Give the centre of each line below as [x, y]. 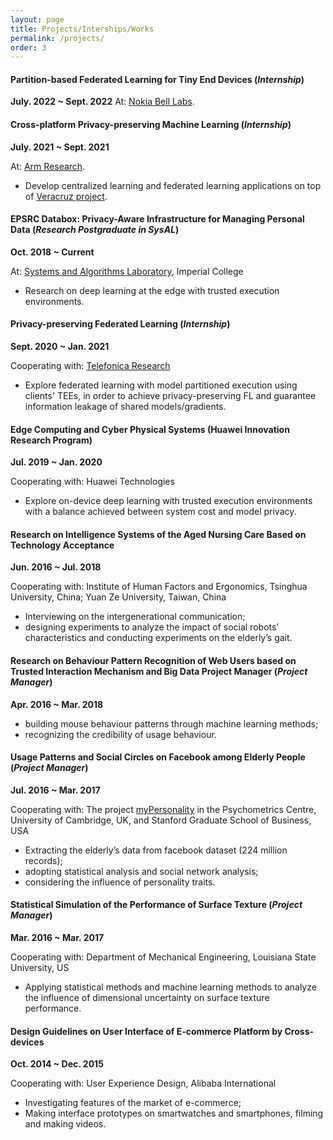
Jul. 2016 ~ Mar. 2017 [55, 790]
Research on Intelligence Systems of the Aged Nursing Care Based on [158, 534]
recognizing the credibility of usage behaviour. [120, 734]
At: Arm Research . [48, 166]
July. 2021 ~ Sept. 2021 [60, 147]
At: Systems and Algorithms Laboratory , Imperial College [127, 271]
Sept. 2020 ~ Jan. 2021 [60, 347]
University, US [40, 968]
